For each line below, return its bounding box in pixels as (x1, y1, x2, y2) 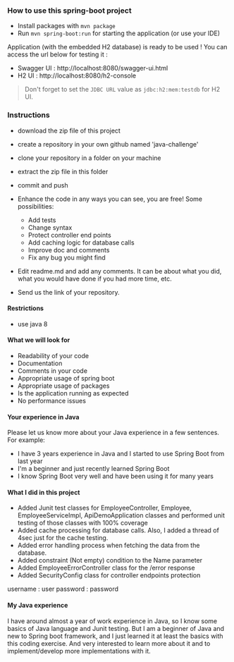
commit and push (17, 180, 68, 189)
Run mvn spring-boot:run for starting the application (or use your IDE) (17, 29, 221, 37)
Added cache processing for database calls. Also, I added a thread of (17, 526, 220, 534)
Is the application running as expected (17, 389, 129, 397)
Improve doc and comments (27, 245, 110, 254)
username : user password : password (7, 584, 118, 594)
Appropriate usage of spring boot (17, 374, 115, 382)
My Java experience (7, 601, 68, 609)
